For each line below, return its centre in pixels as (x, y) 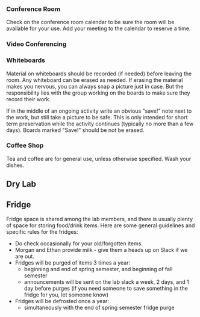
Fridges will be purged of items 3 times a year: (73, 263)
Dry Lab (21, 184)
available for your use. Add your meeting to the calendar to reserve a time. (98, 28)
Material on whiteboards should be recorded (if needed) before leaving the (99, 74)
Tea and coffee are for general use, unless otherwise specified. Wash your (99, 158)
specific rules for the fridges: (42, 232)
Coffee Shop (25, 145)
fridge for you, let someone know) (66, 295)
